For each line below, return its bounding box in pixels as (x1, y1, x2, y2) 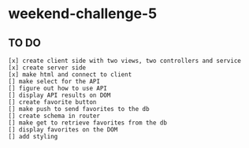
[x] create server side (8, 64, 87, 72)
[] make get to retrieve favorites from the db (8, 119, 168, 127)
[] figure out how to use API (8, 84, 108, 92)
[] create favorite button (8, 98, 97, 106)
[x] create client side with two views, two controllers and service (8, 57, 242, 65)
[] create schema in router (8, 112, 101, 120)
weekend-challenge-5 (8, 5, 158, 23)
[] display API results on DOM (8, 91, 111, 99)
